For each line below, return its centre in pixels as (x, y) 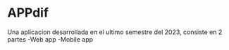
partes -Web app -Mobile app (50, 39)
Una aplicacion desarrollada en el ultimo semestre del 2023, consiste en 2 (115, 32)
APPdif (28, 13)
